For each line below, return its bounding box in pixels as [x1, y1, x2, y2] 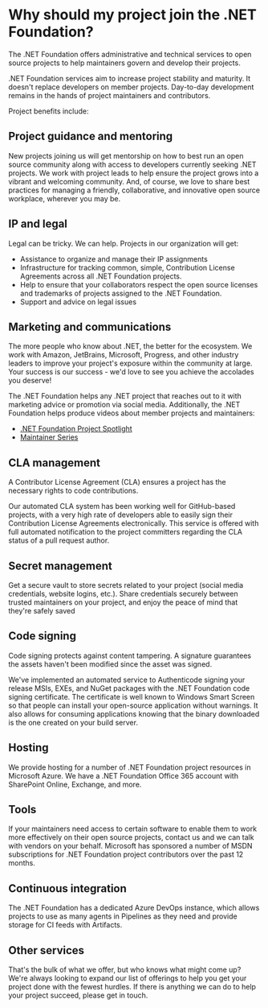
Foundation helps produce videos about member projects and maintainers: [8, 408, 255, 418]
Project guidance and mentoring [8, 130, 173, 143]
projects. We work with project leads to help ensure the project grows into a [8, 167, 259, 178]
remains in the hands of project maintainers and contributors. [8, 90, 211, 100]
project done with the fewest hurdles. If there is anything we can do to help [8, 982, 257, 992]
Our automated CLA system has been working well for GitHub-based [8, 502, 236, 511]
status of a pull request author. [8, 535, 110, 545]
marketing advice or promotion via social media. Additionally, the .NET [8, 400, 241, 410]
